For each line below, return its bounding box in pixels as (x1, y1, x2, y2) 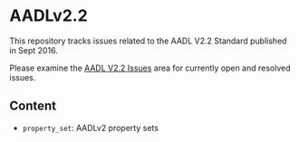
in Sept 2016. (9, 44, 59, 55)
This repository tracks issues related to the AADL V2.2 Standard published (9, 35, 287, 46)
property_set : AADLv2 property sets (22, 122, 159, 133)
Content (9, 99, 57, 114)
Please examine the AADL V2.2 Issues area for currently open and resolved (9, 62, 292, 73)
